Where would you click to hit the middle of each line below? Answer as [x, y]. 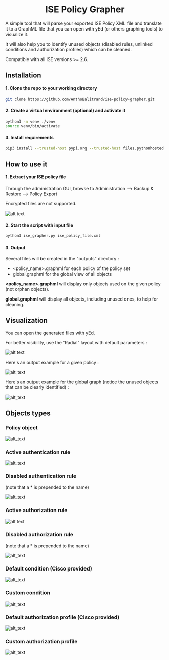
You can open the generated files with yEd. [50, 333]
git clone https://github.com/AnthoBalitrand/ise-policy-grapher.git [80, 99]
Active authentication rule [38, 452]
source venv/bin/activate [32, 126]
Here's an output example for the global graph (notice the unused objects [82, 382]
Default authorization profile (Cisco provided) [62, 617]
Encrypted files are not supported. [41, 204]
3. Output [15, 247]
